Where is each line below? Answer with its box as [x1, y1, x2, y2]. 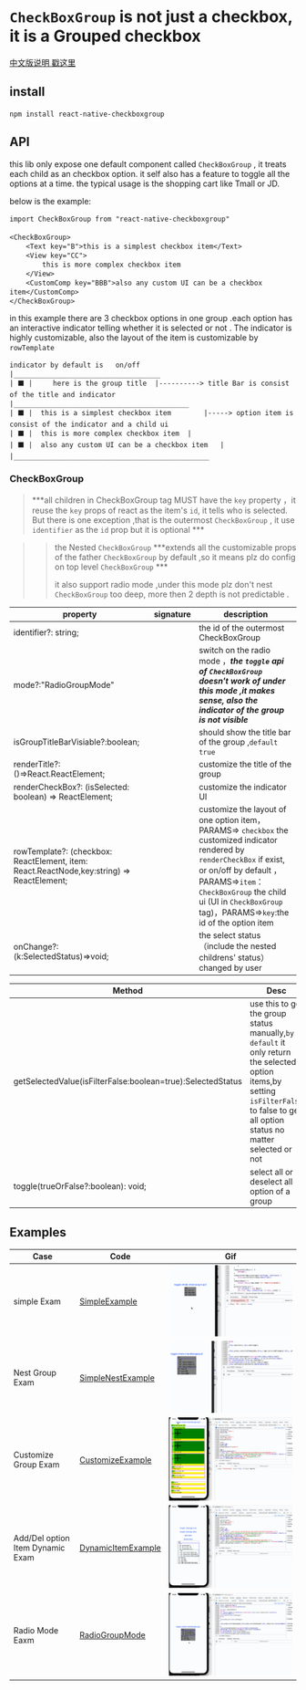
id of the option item [199, 917, 275, 928]
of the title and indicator [9, 390, 117, 399]
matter [250, 1134, 275, 1145]
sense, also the [199, 694, 259, 705]
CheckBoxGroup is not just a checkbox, [9, 6, 293, 27]
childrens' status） [199, 952, 270, 964]
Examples [9, 1225, 66, 1240]
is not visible [199, 714, 249, 725]
